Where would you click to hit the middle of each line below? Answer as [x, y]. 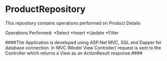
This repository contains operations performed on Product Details [73, 23]
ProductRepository [45, 9]
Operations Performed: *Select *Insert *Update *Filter [62, 32]
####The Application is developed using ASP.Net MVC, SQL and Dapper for [83, 42]
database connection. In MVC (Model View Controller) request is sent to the [83, 47]
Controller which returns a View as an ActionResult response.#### [74, 53]
